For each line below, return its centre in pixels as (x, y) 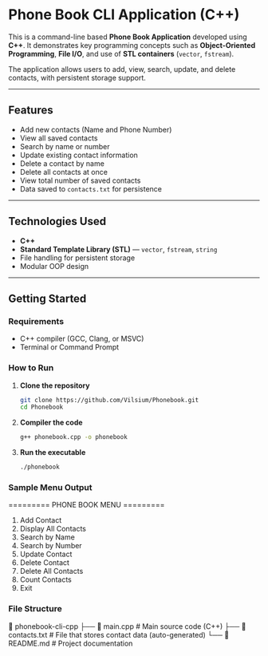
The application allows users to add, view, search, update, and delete (122, 69)
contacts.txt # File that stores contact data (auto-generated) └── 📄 (119, 634)
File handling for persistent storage (77, 258)
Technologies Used (57, 221)
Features (31, 111)
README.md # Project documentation (71, 643)
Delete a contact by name (62, 163)
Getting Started (47, 298)
